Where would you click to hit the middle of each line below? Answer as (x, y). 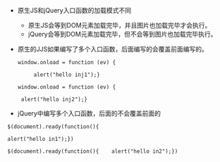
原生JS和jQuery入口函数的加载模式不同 (74, 10)
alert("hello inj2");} (54, 99)
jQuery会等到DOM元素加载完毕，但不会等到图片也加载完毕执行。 (122, 34)
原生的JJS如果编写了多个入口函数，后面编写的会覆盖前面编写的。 (112, 49)
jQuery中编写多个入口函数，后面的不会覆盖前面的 (89, 113)
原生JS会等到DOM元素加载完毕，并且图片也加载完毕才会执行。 (120, 25)
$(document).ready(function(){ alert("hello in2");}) (93, 151)
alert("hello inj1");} (67, 75)
